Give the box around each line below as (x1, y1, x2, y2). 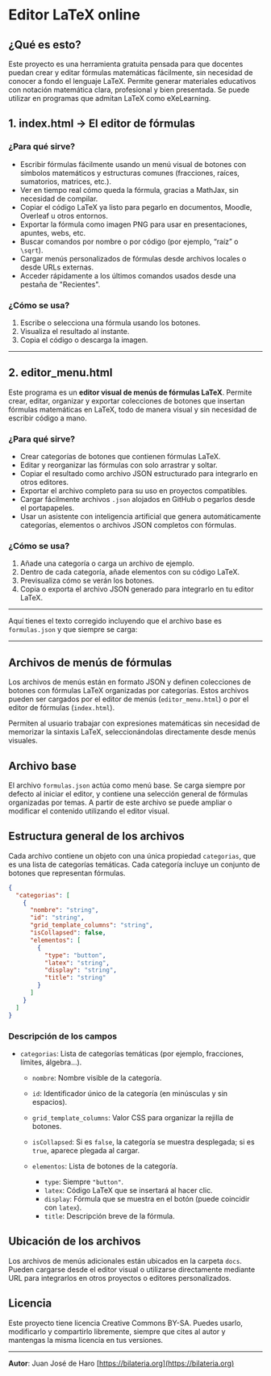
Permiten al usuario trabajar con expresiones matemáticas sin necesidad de (8, 718, 261, 728)
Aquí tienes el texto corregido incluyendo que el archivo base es (8, 616, 222, 626)
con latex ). (44, 1202, 82, 1212)
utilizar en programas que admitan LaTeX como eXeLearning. (8, 94, 211, 102)
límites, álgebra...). (19, 1057, 82, 1067)
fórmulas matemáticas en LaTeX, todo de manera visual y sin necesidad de (8, 404, 257, 414)
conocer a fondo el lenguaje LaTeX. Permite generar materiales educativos (8, 77, 256, 86)
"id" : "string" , (29, 914, 85, 922)
